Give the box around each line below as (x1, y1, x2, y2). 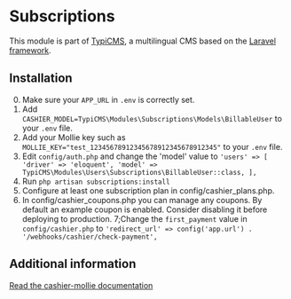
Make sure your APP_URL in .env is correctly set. (21, 94, 195, 105)
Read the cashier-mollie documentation (9, 279, 153, 290)
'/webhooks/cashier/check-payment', (21, 232, 158, 241)
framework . (9, 44, 51, 55)
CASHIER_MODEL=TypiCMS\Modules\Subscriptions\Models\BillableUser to (21, 113, 282, 123)
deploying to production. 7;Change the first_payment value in (21, 213, 248, 224)
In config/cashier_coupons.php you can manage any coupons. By (21, 194, 263, 205)
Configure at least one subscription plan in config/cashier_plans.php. (21, 185, 275, 196)
